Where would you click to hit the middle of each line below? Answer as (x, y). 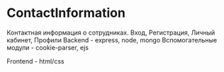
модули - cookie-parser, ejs (48, 47)
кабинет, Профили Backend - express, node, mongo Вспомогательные (112, 40)
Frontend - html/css (35, 61)
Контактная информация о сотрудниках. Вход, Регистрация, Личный (111, 32)
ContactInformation (66, 13)
